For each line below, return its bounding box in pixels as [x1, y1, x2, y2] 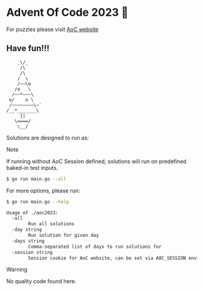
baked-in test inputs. [6, 164, 58, 171]
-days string [12, 237, 45, 244]
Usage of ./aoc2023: [6, 209, 59, 216]
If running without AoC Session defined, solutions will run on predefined [6, 158, 187, 165]
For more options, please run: [6, 187, 80, 194]
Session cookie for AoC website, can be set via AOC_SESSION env [28, 255, 198, 261]
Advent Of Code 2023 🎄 [6, 5, 129, 19]
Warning [6, 266, 27, 273]
